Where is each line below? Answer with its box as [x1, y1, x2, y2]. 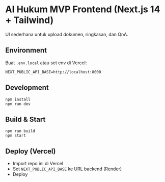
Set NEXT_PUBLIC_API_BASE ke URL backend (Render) [12, 166, 122, 172]
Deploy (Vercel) [5, 147, 56, 155]
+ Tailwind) [5, 14, 54, 26]
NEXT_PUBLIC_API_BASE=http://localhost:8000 [5, 69, 101, 74]
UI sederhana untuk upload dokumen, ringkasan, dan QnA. [5, 31, 128, 37]
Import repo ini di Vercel [12, 161, 64, 167]
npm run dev [5, 101, 31, 107]
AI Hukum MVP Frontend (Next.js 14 [5, 4, 160, 15]
